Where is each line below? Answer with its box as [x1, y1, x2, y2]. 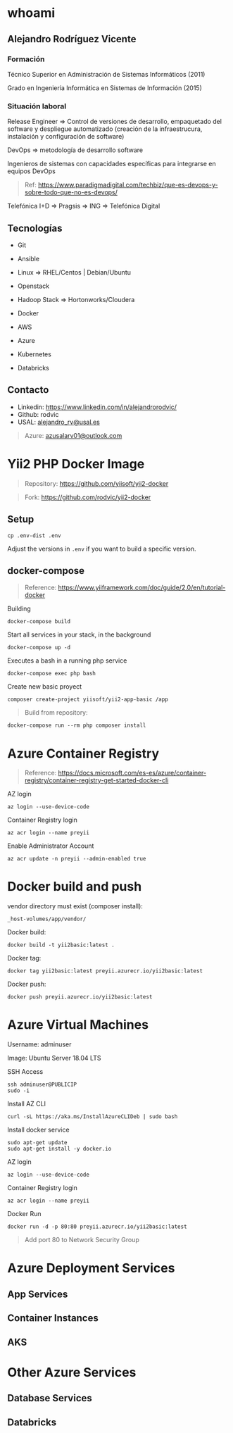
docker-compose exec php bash [7, 670, 96, 677]
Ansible [17, 254, 40, 263]
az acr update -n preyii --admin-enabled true [7, 856, 146, 863]
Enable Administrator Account [7, 841, 94, 850]
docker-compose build [7, 618, 71, 625]
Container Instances [7, 1312, 99, 1325]
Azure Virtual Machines [7, 1017, 149, 1033]
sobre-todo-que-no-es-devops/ [24, 188, 118, 196]
